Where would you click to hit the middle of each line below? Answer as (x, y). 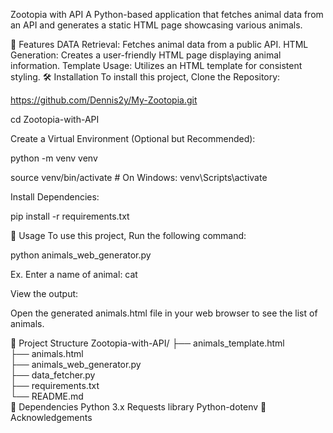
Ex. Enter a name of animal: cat (74, 274)
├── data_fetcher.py (53, 375)
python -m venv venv (54, 158)
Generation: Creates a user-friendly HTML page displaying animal (146, 55)
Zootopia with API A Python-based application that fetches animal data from (167, 14)
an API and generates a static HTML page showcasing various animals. (156, 25)
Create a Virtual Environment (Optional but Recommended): (133, 138)
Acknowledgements (51, 417)
